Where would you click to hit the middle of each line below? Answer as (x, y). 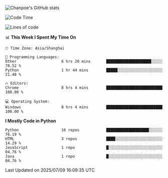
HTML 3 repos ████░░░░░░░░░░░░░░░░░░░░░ (84, 139)
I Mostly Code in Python (31, 121)
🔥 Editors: (17, 83)
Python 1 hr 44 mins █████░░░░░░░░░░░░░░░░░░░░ (84, 70)
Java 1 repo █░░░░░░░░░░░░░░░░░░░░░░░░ (84, 156)
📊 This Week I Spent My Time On (41, 37)
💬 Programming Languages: (32, 57)
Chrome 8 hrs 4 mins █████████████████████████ (84, 88)
